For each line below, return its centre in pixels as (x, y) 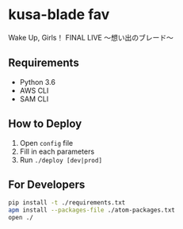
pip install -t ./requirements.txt (67, 203)
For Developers (47, 184)
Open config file (46, 143)
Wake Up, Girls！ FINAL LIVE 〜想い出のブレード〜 (91, 37)
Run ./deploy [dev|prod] (61, 159)
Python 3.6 (37, 82)
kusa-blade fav (59, 15)
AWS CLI (34, 90)
